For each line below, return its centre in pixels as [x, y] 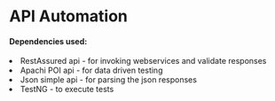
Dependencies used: [48, 41]
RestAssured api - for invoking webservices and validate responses [144, 61]
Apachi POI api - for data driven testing [92, 70]
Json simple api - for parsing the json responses [109, 80]
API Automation [69, 16]
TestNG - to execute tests [67, 89]
